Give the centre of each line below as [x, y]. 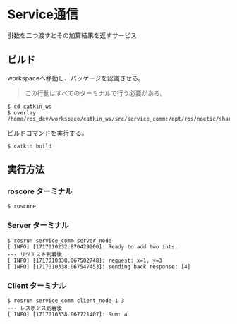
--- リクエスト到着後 [35, 254]
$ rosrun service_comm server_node [60, 241]
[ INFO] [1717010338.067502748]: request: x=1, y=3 [85, 260]
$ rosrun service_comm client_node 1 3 [66, 301]
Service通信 [43, 14]
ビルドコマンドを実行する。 [48, 133]
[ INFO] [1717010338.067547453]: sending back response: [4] [99, 266]
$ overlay [22, 113]
